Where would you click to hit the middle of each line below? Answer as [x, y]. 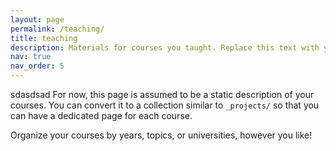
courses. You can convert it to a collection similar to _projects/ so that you [165, 105]
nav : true [31, 57]
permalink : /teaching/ [57, 29]
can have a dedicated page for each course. [101, 115]
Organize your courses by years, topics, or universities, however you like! [161, 135]
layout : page [37, 19]
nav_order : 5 [37, 66]
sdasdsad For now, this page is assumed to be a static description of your [162, 94]
